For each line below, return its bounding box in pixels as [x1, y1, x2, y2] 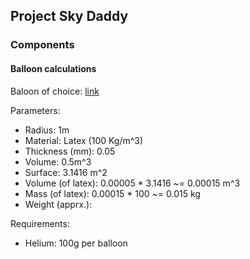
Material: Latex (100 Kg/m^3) [24, 134, 144, 146]
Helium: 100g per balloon [24, 237, 128, 249]
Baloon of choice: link [10, 85, 100, 97]
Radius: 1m [24, 124, 70, 136]
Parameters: [10, 104, 61, 116]
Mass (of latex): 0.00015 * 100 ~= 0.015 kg [24, 187, 201, 199]
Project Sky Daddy [10, 8, 129, 25]
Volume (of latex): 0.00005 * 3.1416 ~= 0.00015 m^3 [24, 177, 241, 189]
